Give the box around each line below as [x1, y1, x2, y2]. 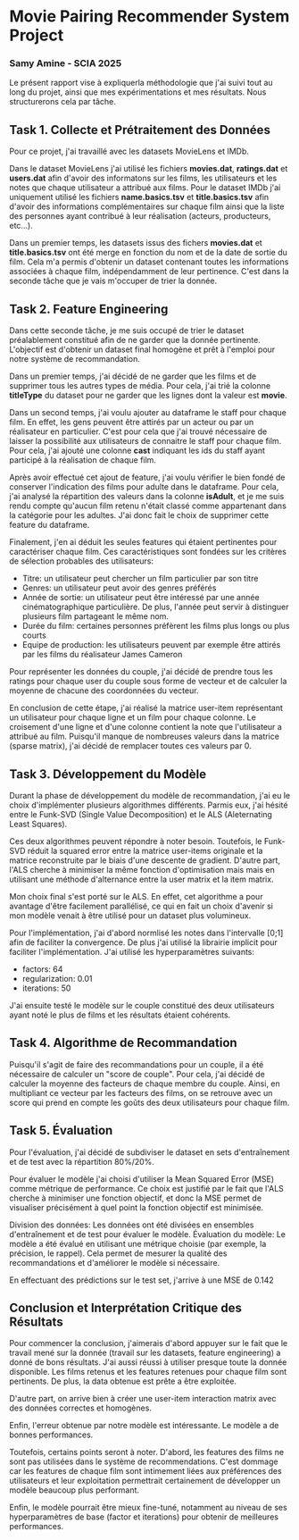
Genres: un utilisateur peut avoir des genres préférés [21, 582, 217, 593]
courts [21, 630, 46, 640]
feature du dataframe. [9, 520, 90, 531]
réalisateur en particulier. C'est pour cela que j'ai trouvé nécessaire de [9, 426, 268, 437]
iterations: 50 [21, 983, 71, 993]
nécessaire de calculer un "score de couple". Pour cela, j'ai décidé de [9, 1068, 265, 1079]
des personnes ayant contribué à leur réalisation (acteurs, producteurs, [9, 211, 271, 222]
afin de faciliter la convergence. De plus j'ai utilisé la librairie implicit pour [9, 936, 278, 948]
